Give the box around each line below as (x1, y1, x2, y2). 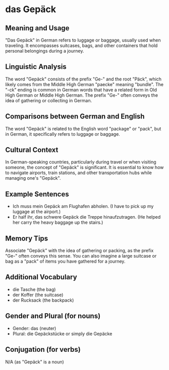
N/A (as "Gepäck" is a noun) (5, 358, 64, 365)
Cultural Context (5, 146, 59, 154)
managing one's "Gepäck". (5, 175, 61, 181)
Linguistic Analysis (5, 62, 67, 71)
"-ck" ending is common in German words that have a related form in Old (5, 87, 157, 93)
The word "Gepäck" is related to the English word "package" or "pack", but (5, 126, 161, 132)
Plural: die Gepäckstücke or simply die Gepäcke (12, 331, 112, 337)
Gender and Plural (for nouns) (5, 312, 101, 320)
